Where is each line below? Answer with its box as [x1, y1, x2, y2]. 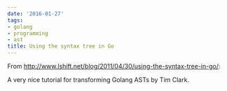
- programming [7, 29, 49, 37]
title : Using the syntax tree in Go [7, 43, 114, 50]
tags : [7, 17, 23, 24]
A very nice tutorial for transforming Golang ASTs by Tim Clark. [7, 76, 190, 84]
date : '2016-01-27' [7, 10, 64, 17]
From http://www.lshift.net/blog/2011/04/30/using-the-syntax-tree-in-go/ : [7, 62, 221, 70]
